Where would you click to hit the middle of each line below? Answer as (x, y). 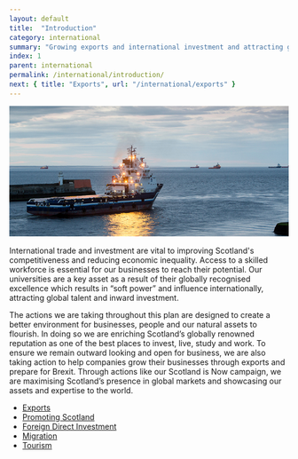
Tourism (37, 445)
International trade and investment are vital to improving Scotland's (132, 250)
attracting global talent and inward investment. (94, 297)
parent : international (51, 66)
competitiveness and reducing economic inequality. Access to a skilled (139, 260)
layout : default (39, 19)
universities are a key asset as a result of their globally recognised (130, 279)
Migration (39, 436)
